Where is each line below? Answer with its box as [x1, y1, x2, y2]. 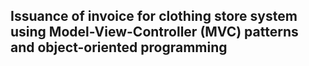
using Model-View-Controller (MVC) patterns [10, 24, 299, 41]
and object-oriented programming [10, 39, 228, 56]
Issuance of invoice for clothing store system [10, 8, 298, 25]
